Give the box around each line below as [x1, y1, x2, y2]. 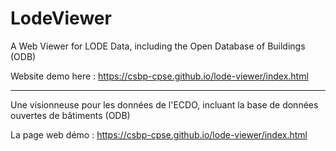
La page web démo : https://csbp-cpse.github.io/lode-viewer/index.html [10, 128, 308, 141]
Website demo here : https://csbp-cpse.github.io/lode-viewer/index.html [10, 70, 309, 82]
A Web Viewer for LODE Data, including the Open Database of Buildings [10, 40, 306, 52]
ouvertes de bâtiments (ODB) [10, 109, 131, 121]
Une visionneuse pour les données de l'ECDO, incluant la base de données [10, 98, 319, 111]
